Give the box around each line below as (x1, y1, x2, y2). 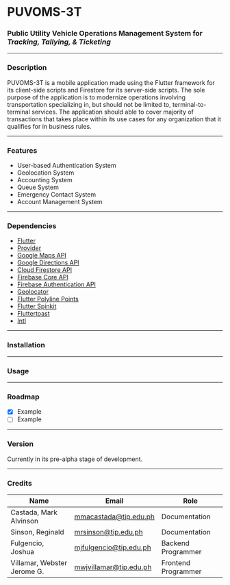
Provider (16, 244, 42, 252)
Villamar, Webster (10, 558, 68, 567)
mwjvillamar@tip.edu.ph (74, 562, 152, 572)
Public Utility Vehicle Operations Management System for (7, 29, 203, 38)
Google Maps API (16, 251, 66, 260)
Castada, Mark (10, 508, 58, 517)
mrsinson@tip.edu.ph (74, 527, 144, 536)
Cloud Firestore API (16, 266, 73, 274)
